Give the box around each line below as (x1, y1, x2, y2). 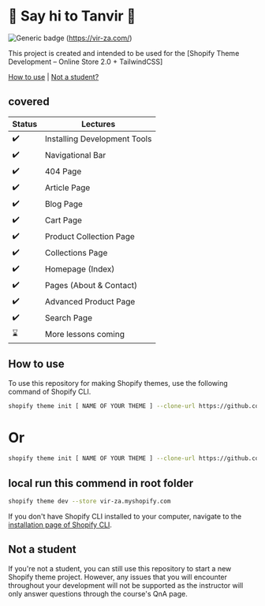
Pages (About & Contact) (44, 280, 138, 291)
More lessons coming (44, 329, 125, 340)
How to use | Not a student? (8, 72, 99, 81)
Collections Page (44, 248, 108, 259)
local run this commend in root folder (8, 477, 194, 490)
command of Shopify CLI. (8, 387, 91, 396)
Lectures (81, 118, 116, 129)
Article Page (44, 182, 91, 193)
